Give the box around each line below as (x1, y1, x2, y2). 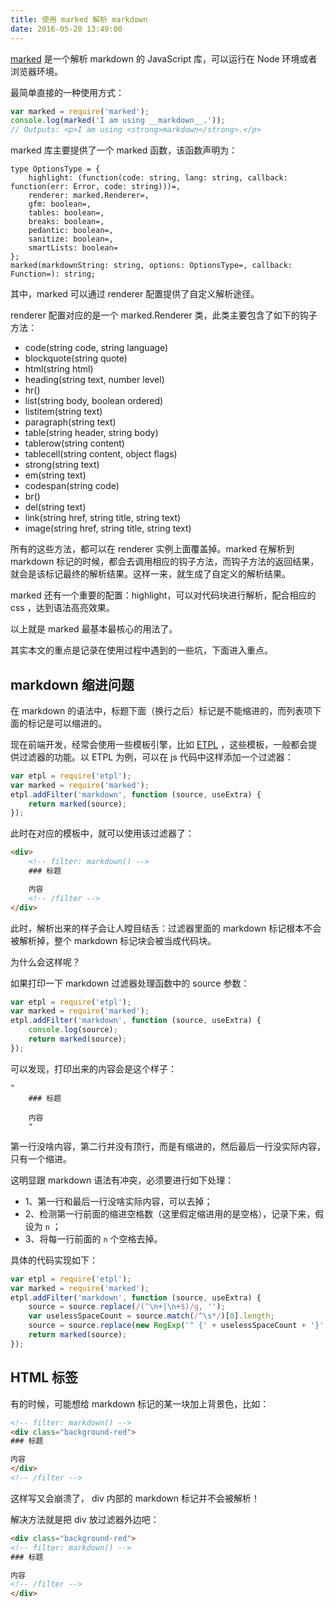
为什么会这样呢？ (10, 956, 81, 968)
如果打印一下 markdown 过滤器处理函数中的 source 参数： (10, 977, 250, 989)
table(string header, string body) (24, 427, 159, 439)
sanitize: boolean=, (28, 234, 114, 245)
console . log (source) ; (28, 1025, 118, 1035)
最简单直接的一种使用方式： (10, 86, 125, 98)
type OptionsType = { (10, 164, 101, 175)
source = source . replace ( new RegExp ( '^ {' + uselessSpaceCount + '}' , (28, 1321, 329, 1331)
